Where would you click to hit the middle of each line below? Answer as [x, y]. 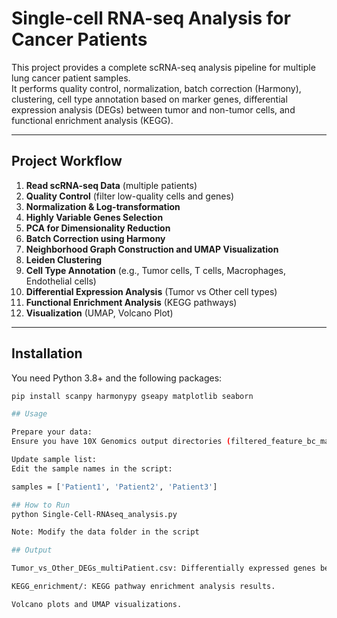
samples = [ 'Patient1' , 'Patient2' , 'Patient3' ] [114, 487]
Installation [47, 353]
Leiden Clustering [64, 259]
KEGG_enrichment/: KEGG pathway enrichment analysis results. [143, 587]
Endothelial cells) [61, 281]
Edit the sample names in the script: [92, 468]
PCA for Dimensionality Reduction [98, 228]
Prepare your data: [52, 432]
